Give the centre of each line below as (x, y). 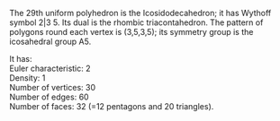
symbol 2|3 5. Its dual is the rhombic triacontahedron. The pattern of (136, 22)
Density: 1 (27, 78)
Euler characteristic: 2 (50, 68)
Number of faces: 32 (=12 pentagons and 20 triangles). (112, 106)
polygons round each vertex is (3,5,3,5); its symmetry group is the (131, 32)
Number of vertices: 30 (53, 87)
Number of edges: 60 (49, 97)
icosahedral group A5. (50, 41)
